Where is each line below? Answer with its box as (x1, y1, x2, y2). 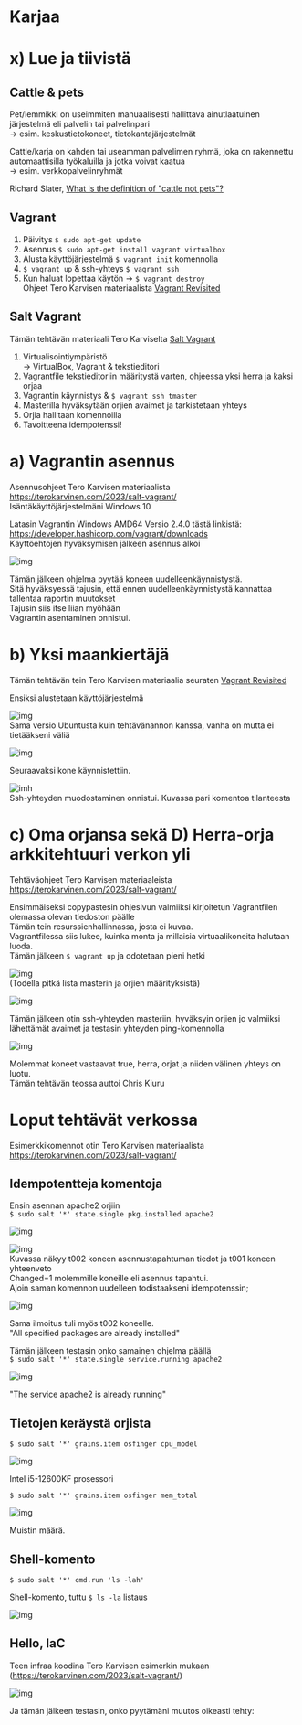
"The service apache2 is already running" (9, 1388, 167, 1400)
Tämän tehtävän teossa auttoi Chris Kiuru (9, 1077, 165, 1088)
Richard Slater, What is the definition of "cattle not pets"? (9, 183, 224, 194)
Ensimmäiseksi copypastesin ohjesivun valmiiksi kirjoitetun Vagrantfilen (9, 901, 278, 912)
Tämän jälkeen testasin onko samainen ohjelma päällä (9, 1345, 212, 1356)
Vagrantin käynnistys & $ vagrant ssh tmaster (22, 390, 198, 401)
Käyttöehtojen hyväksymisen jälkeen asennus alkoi (9, 538, 201, 549)
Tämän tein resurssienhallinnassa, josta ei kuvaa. (9, 921, 193, 932)
